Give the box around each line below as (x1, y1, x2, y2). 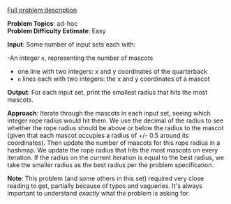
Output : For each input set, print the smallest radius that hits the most (7, 88, 208, 96)
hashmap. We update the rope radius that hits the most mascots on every (7, 146, 218, 154)
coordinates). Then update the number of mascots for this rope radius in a (7, 139, 221, 147)
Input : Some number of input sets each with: (7, 40, 136, 48)
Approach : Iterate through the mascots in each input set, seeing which (7, 109, 211, 117)
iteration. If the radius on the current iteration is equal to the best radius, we (7, 153, 225, 162)
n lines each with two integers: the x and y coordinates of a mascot (17, 74, 211, 83)
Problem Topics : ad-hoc (7, 19, 78, 27)
